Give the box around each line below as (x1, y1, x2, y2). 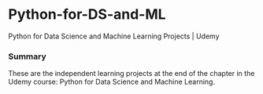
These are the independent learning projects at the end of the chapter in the (8, 69, 255, 78)
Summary (8, 51, 47, 62)
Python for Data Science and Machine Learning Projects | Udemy (8, 31, 220, 41)
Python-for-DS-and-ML (8, 5, 167, 23)
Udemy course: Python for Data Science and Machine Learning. (8, 77, 215, 87)
